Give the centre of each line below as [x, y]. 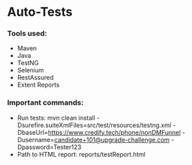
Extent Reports [38, 85]
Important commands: [46, 102]
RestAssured [35, 78]
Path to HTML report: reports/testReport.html [81, 154]
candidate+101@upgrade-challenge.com [112, 140]
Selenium [30, 70]
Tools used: [27, 34]
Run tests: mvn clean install [56, 118]
